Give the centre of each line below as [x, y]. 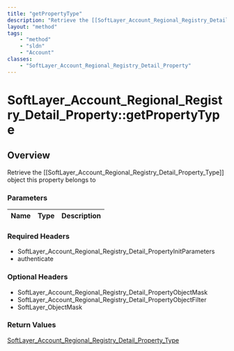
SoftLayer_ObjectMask [49, 307]
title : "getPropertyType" [45, 14]
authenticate [35, 259]
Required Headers [38, 236]
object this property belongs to [52, 179]
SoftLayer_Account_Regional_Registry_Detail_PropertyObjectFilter [112, 299]
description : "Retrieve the [48, 20]
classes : [20, 59]
